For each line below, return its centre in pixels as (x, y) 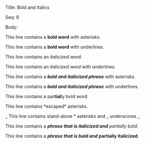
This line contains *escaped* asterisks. (47, 106)
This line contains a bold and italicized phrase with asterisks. (70, 77)
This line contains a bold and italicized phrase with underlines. (72, 87)
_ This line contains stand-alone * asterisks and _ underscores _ (72, 116)
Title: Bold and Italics (27, 7)
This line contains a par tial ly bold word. (47, 96)
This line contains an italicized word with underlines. (61, 67)
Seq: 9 (12, 17)
